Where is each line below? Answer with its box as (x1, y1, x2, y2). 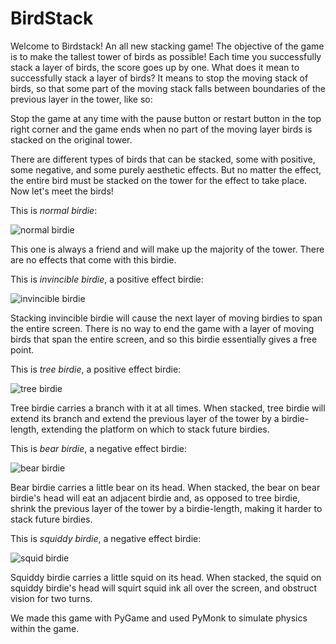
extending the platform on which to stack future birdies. (41, 423, 270, 435)
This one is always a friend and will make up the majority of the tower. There (10, 243, 325, 255)
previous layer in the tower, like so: (10, 93, 153, 105)
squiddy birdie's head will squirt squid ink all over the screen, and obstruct (10, 582, 317, 594)
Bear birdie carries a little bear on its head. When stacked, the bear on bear (10, 481, 321, 493)
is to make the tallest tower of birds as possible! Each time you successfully (10, 50, 322, 62)
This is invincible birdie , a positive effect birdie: (10, 273, 204, 285)
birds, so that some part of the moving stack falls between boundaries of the (10, 82, 327, 94)
